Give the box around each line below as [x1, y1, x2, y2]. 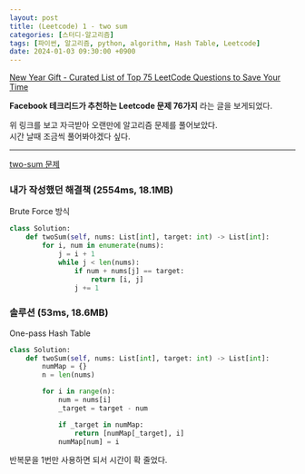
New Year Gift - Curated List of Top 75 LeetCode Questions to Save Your [9, 72, 281, 83]
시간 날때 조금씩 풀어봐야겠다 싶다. [9, 131, 131, 142]
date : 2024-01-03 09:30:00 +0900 [9, 47, 136, 56]
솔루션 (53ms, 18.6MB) [9, 306, 109, 319]
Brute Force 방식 [9, 206, 71, 217]
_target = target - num [57, 403, 148, 413]
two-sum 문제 [9, 159, 61, 170]
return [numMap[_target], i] [74, 429, 184, 438]
